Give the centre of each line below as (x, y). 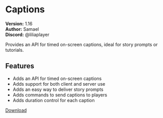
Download (16, 110)
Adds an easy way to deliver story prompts (58, 89)
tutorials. (15, 50)
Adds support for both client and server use (59, 84)
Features (20, 66)
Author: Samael (22, 29)
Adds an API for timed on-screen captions (57, 78)
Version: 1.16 (19, 24)
